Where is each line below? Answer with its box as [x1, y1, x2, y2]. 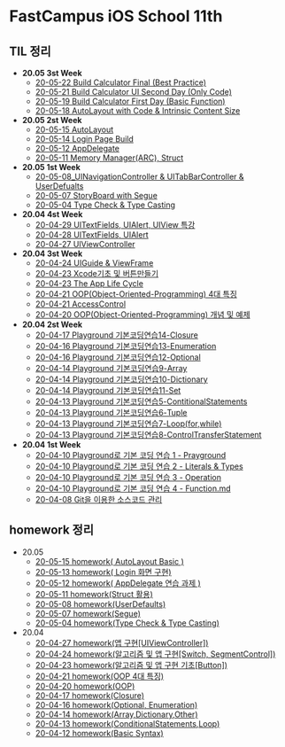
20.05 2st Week [21, 115, 82, 125]
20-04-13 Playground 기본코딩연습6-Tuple [35, 408, 188, 417]
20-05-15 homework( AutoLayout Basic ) [35, 556, 184, 566]
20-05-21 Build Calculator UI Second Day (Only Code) [35, 87, 233, 97]
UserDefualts [35, 181, 84, 191]
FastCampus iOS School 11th [9, 6, 223, 27]
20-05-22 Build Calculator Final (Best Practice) [35, 77, 206, 88]
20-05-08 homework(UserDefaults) [35, 598, 166, 609]
